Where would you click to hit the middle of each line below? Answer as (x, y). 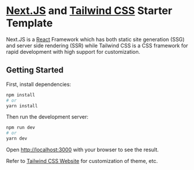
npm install (21, 95)
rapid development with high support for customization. (73, 51)
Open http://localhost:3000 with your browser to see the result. (83, 150)
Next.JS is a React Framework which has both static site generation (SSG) (95, 39)
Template (29, 23)
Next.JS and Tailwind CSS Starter (89, 11)
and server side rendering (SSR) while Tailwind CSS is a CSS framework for (97, 46)
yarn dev (17, 138)
